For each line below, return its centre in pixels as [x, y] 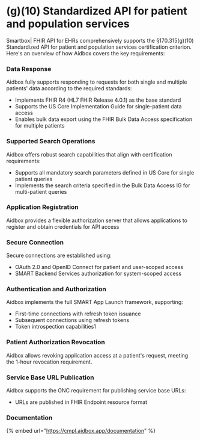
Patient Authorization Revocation [56, 342]
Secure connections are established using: [59, 256]
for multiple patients [40, 126]
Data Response [29, 69]
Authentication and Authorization [56, 289]
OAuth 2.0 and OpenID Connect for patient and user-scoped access [99, 267]
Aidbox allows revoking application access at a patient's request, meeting [97, 355]
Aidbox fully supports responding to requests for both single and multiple [97, 82]
